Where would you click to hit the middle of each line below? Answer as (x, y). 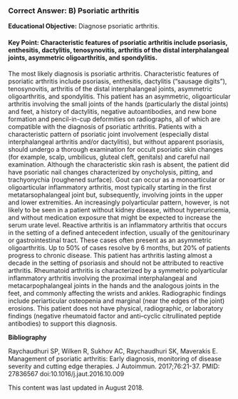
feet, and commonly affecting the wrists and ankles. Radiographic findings (117, 293)
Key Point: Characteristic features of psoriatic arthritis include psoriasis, (118, 42)
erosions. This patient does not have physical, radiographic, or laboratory (116, 308)
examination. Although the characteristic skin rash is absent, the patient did (119, 164)
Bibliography (27, 337)
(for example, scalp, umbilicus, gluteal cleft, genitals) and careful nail (109, 157)
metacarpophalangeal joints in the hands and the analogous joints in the (114, 285)
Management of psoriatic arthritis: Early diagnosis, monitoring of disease (115, 358)
